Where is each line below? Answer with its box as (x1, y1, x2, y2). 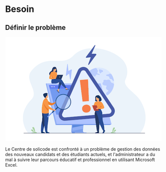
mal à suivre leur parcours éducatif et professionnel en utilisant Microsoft (5, 157, 155, 163)
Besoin (5, 3, 35, 15)
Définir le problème (5, 23, 66, 32)
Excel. (5, 162, 18, 168)
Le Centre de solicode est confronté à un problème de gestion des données (5, 146, 161, 152)
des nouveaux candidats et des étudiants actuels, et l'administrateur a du (5, 151, 156, 157)
